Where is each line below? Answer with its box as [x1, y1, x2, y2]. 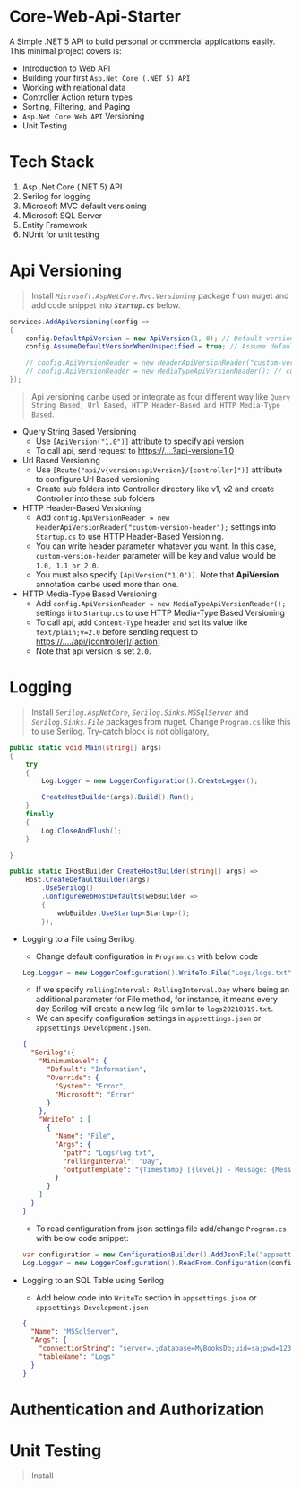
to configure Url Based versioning [35, 473, 160, 484]
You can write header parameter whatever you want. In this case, [35, 541, 277, 551]
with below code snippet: [35, 1232, 129, 1243]
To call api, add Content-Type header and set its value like [35, 617, 248, 628]
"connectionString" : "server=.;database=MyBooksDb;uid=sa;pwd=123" [39, 1344, 296, 1353]
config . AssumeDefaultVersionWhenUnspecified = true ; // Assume [25, 342, 267, 351]
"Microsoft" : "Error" [55, 1089, 136, 1099]
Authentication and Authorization [9, 1399, 265, 1420]
